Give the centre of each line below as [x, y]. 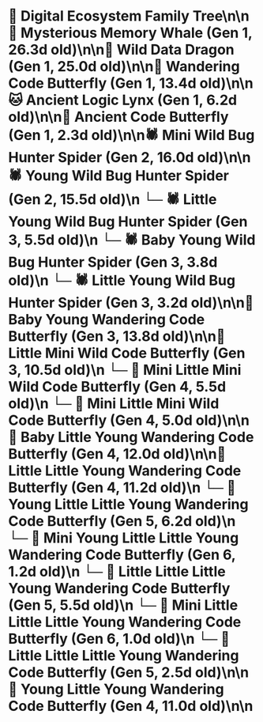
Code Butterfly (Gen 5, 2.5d [100, 673]
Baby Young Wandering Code [107, 320]
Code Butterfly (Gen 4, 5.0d [101, 420]
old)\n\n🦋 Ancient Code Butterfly [118, 117]
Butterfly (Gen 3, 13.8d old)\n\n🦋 [117, 336]
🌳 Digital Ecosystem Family [99, 16]
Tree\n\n [221, 16]
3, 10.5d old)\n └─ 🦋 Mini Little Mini [125, 370]
